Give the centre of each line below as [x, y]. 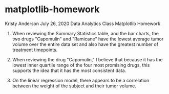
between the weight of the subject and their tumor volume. [74, 86]
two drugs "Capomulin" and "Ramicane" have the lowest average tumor [88, 39]
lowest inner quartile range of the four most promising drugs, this [81, 65]
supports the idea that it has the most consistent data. [69, 70]
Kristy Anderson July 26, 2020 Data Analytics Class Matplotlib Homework [83, 24]
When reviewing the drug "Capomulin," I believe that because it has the [88, 59]
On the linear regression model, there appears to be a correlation [81, 80]
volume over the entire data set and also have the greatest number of [85, 44]
